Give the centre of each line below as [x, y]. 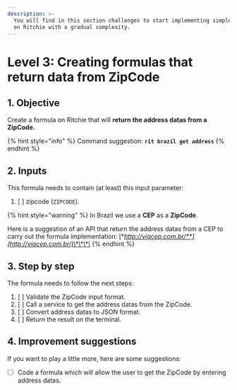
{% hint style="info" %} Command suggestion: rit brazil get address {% [116, 141]
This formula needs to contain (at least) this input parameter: [96, 188]
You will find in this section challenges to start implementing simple [123, 20]
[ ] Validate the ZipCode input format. [71, 297]
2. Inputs [27, 171]
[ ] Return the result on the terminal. [69, 319]
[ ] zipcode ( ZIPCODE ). [48, 201]
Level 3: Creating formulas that [100, 62]
